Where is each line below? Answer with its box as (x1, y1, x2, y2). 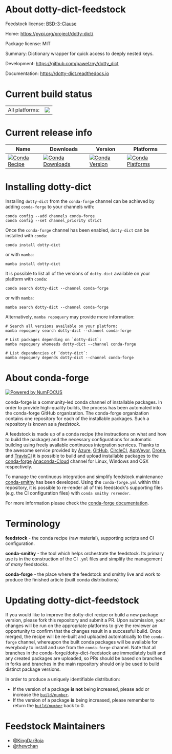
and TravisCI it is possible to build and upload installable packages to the (5, 453, 159, 459)
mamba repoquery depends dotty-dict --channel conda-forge (5, 355, 134, 360)
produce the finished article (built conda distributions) (5, 576, 119, 582)
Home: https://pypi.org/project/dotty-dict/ (5, 30, 94, 36)
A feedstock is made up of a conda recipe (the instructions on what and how (5, 430, 167, 437)
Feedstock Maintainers (5, 720, 105, 732)
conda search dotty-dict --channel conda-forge (5, 286, 109, 291)
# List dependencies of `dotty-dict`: (5, 350, 88, 355)
